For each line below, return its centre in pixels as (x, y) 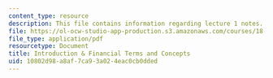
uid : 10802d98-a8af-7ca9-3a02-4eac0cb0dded (83, 62)
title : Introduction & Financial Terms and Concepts (100, 54)
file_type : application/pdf (56, 39)
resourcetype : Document (49, 46)
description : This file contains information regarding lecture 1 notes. (136, 24)
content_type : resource (49, 16)
